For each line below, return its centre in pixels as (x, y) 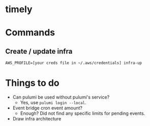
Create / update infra (39, 51)
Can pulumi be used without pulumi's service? (61, 97)
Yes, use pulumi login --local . (53, 103)
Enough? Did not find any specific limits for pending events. (83, 113)
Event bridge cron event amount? (48, 108)
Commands (30, 33)
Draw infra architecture (37, 119)
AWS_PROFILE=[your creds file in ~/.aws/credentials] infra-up (74, 63)
